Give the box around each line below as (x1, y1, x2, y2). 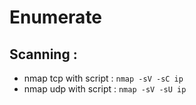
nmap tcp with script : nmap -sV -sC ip (23, 72, 184, 84)
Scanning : (9, 46, 78, 63)
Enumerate (9, 6, 103, 29)
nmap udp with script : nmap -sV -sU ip (23, 83, 187, 95)
